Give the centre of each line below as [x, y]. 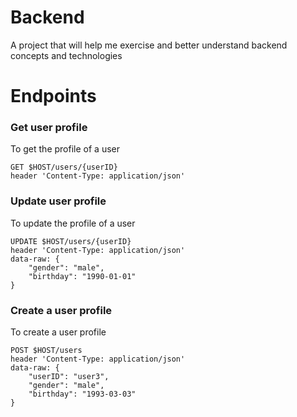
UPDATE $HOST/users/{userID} [71, 241]
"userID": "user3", [69, 377]
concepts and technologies [66, 55]
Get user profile [49, 128]
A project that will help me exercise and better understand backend [149, 45]
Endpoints [53, 96]
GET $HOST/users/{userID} [64, 167]
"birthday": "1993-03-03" [82, 394]
